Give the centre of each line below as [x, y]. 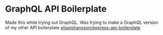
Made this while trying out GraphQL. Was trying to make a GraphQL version [82, 22]
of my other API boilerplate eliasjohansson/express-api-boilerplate [73, 27]
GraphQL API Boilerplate [56, 9]
